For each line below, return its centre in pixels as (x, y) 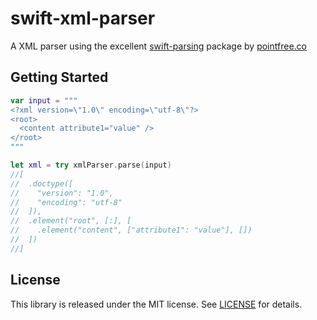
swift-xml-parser (83, 18)
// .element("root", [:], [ (71, 221)
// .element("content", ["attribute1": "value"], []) (131, 230)
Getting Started (59, 77)
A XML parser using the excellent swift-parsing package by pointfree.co (158, 46)
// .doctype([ (42, 183)
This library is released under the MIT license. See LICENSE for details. (156, 304)
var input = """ (44, 100)
